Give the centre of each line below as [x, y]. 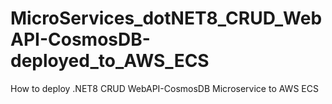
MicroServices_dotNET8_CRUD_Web [166, 18]
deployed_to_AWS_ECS [110, 61]
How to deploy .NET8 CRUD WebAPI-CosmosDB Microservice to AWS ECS [164, 88]
